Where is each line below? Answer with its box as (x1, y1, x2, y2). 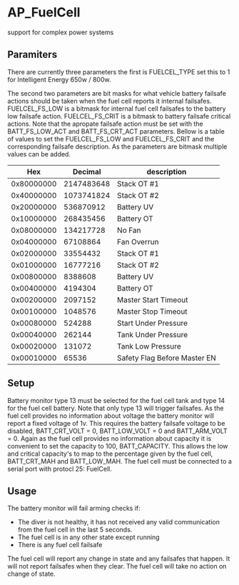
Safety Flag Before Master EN (116, 353, 216, 363)
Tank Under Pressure (116, 329, 188, 339)
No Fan (116, 225, 141, 235)
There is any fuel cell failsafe (17, 541, 103, 549)
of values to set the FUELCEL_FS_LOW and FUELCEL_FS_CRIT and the (7, 134, 215, 143)
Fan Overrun (116, 236, 159, 246)
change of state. (7, 569, 56, 579)
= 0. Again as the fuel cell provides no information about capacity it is (7, 434, 212, 443)
